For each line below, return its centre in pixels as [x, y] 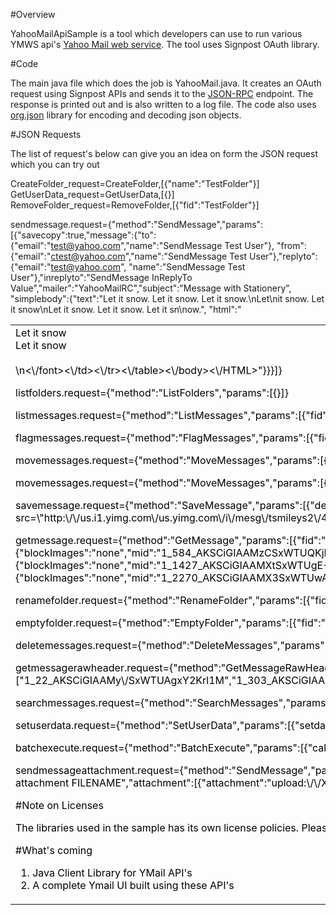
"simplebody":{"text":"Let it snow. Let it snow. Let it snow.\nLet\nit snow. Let [167, 298]
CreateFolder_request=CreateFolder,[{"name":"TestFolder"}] [135, 183]
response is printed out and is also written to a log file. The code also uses [163, 104]
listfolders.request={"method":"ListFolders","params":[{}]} [152, 392]
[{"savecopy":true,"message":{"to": [83, 235]
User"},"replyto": [283, 256]
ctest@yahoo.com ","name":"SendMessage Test [149, 256]
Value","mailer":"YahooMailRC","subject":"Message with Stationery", [151, 288]
